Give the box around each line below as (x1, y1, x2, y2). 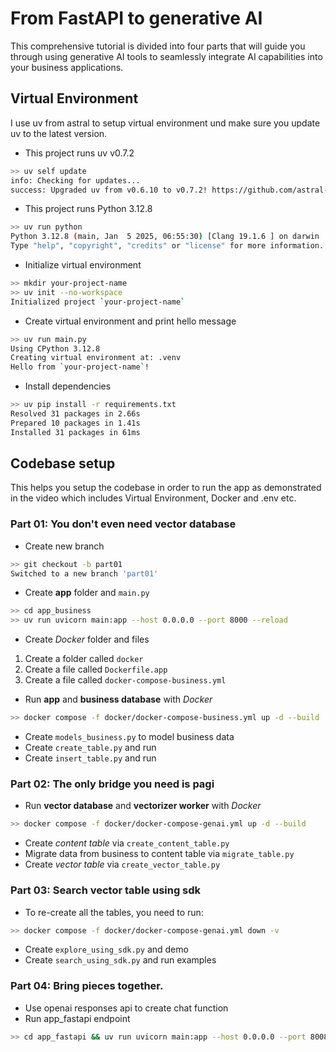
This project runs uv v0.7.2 (24, 147, 135, 159)
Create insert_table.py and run (24, 752, 157, 764)
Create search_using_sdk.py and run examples (24, 954, 217, 966)
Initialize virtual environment (24, 259, 142, 271)
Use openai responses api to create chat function (24, 1002, 229, 1014)
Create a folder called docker (24, 653, 144, 665)
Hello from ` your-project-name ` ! (10, 362, 150, 372)
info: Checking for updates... (10, 175, 141, 186)
